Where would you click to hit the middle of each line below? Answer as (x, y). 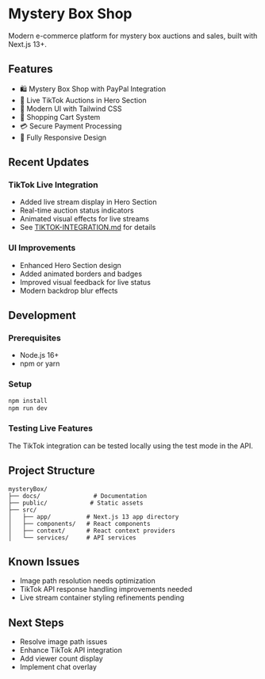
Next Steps (36, 622)
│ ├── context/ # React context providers (92, 531)
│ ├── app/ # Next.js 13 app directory (94, 516)
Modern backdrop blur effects (69, 290)
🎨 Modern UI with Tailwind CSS (71, 109)
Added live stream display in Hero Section (88, 202)
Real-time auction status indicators (77, 210)
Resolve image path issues (63, 642)
